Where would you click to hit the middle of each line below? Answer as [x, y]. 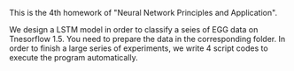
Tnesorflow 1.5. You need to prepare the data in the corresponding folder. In [147, 39]
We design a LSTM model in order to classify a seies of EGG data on [134, 29]
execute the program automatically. [74, 57]
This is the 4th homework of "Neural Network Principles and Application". [143, 13]
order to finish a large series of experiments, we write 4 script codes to [139, 48]
